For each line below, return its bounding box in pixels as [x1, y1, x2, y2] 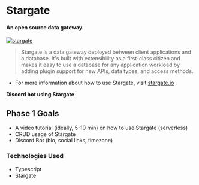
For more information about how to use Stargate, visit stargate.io [14, 79, 174, 87]
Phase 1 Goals [6, 108, 59, 119]
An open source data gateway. [6, 23, 84, 31]
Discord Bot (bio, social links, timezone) [14, 137, 113, 144]
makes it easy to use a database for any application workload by [20, 61, 180, 69]
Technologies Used [6, 152, 64, 160]
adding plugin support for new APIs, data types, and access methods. [20, 68, 194, 75]
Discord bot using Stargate [6, 91, 75, 98]
